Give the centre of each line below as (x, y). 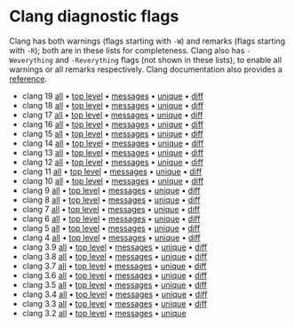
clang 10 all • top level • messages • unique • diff (113, 180)
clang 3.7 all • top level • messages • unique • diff (114, 266)
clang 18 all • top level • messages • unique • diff (113, 105)
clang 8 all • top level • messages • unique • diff (111, 199)
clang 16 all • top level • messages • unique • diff (113, 124)
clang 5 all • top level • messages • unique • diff (111, 227)
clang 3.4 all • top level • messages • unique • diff (115, 294)
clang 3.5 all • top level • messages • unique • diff (114, 284)
